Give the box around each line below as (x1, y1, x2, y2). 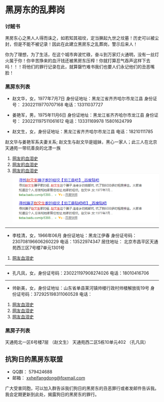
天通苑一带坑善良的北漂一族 (5, 145, 61, 151)
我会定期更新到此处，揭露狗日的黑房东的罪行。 (5, 391, 99, 397)
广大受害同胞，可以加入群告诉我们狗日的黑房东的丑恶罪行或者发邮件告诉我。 (5, 385, 159, 391)
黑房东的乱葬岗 (5, 4, 65, 16)
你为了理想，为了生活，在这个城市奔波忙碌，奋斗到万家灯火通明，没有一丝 (5, 52, 155, 58)
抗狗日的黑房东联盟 (5, 355, 63, 363)
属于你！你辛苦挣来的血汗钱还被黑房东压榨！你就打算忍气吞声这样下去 (9, 58, 150, 64)
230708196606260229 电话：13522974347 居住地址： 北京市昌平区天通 (12, 238, 159, 245)
